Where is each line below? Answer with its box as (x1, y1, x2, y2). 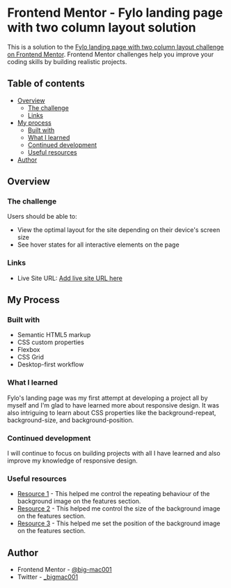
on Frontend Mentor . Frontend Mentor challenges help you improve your (7, 50, 214, 59)
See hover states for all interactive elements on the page (17, 240, 180, 249)
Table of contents (7, 78, 85, 90)
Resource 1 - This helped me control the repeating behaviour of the (17, 490, 210, 498)
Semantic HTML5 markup (17, 331, 91, 339)
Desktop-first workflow (17, 360, 84, 369)
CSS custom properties (17, 338, 85, 346)
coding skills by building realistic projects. (7, 57, 127, 65)
